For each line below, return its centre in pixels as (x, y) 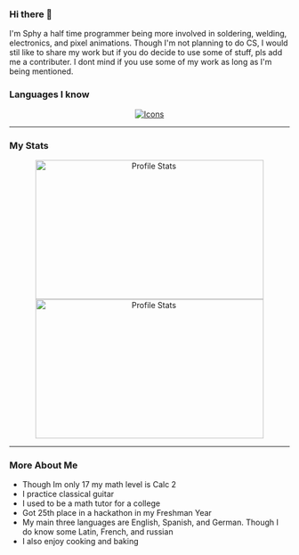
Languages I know (49, 94)
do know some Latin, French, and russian (97, 532)
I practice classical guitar (68, 494)
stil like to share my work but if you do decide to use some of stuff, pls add (146, 53)
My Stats (29, 145)
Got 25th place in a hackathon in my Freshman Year (117, 513)
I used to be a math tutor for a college (91, 503)
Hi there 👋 (31, 14)
